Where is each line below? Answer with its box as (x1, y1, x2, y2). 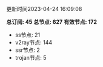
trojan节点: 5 (15, 54, 47, 61)
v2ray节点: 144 (15, 39, 53, 46)
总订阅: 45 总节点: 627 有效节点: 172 (6, 18, 98, 26)
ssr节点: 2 (15, 46, 41, 54)
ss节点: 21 (15, 31, 41, 38)
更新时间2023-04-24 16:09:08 (6, 5, 82, 12)
